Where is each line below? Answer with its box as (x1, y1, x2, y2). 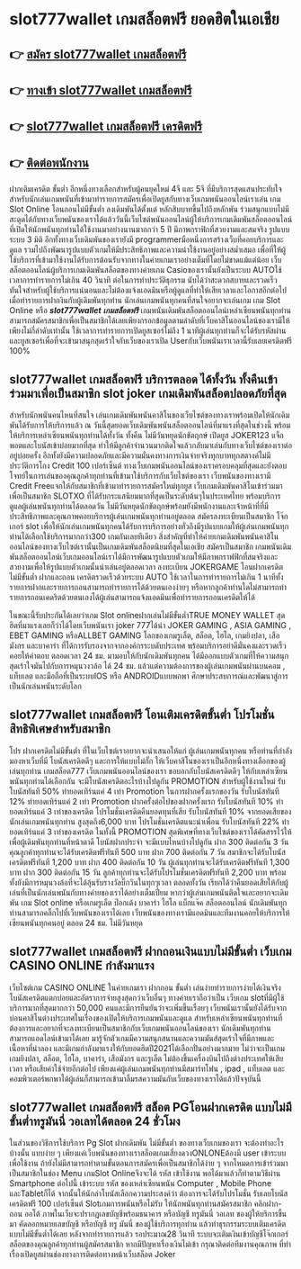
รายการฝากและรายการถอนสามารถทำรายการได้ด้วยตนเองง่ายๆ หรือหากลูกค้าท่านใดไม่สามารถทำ (9, 581, 288, 592)
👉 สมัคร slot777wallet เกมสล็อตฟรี (9, 46, 187, 62)
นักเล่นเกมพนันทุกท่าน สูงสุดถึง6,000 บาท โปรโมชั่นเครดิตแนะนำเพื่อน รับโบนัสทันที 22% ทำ (9, 815, 290, 827)
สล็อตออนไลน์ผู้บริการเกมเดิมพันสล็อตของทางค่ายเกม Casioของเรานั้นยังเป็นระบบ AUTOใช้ (9, 265, 282, 275)
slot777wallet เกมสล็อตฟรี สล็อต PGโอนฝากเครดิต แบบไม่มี (9, 1100, 292, 1115)
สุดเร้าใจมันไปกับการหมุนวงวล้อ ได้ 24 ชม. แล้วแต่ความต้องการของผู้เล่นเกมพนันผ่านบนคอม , (9, 660, 286, 670)
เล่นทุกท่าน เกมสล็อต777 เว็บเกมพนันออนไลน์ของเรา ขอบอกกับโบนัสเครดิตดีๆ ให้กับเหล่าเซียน (9, 765, 288, 776)
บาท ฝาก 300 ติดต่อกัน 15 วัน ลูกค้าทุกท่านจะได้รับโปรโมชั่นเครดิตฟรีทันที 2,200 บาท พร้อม (9, 867, 287, 877)
